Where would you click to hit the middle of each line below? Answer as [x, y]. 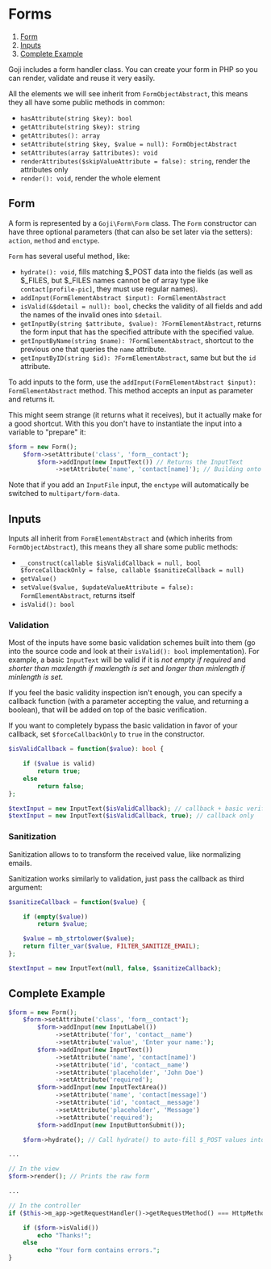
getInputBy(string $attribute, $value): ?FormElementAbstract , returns [141, 323]
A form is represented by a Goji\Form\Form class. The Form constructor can [132, 223]
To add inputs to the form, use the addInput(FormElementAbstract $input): [132, 382]
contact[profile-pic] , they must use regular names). [109, 289]
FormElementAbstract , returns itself [77, 596]
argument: [25, 887]
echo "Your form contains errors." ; [99, 1250]
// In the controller [45, 1205]
